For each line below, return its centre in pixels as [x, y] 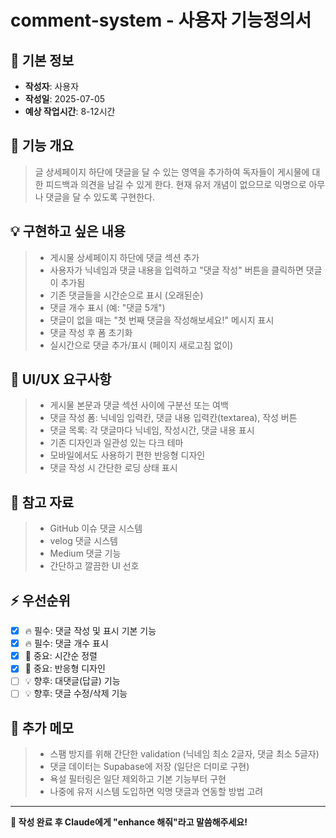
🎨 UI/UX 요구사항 [61, 379]
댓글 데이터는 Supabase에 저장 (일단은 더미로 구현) [149, 767]
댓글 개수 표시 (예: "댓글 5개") [107, 307]
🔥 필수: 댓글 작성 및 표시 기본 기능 [90, 631]
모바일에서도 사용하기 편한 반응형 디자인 [127, 455]
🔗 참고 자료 [42, 502]
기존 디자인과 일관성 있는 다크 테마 [116, 443]
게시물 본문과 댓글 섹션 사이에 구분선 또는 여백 [139, 405]
